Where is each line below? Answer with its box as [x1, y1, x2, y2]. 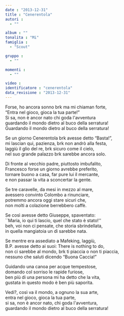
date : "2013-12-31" [5, 7, 48, 13]
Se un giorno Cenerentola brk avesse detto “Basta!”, [5, 135, 112, 141]
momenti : [5, 67, 26, 72]
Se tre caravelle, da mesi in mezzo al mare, [5, 186, 93, 192]
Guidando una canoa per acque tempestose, [5, 263, 97, 269]
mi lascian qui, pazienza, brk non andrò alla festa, [5, 140, 107, 146]
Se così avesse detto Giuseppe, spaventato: [5, 212, 96, 218]
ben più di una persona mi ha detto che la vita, [5, 274, 101, 280]
